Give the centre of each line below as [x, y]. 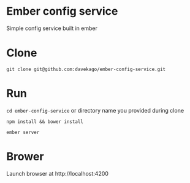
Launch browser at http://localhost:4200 [58, 173]
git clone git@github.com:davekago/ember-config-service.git [86, 69]
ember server [23, 132]
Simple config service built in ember [52, 28]
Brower [25, 157]
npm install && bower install [45, 121]
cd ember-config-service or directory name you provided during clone [95, 110]
